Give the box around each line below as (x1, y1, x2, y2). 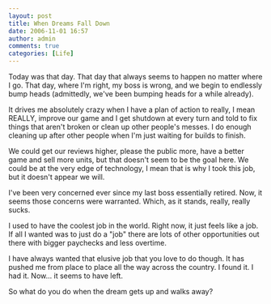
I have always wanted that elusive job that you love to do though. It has (8, 254, 245, 263)
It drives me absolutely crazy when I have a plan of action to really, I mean (8, 105, 256, 114)
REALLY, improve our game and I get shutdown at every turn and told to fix (8, 113, 257, 122)
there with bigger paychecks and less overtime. (8, 238, 167, 247)
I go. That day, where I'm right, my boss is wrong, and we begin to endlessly (8, 80, 263, 90)
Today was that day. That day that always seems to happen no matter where (8, 72, 263, 81)
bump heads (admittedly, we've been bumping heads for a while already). (8, 89, 254, 98)
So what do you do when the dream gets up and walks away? (8, 287, 214, 296)
